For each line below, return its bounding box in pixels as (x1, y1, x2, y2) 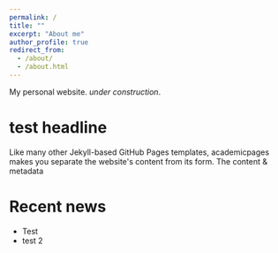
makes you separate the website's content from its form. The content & (9, 156, 268, 166)
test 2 (21, 235, 43, 246)
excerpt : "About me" (9, 29, 86, 38)
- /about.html (17, 63, 69, 72)
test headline (9, 118, 108, 138)
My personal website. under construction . (9, 86, 162, 97)
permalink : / (9, 12, 57, 22)
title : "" (9, 21, 46, 30)
